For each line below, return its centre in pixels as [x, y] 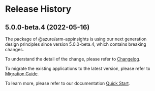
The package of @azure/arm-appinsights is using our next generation [76, 39]
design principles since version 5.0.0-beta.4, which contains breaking [76, 44]
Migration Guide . [22, 74]
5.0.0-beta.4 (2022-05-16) [47, 27]
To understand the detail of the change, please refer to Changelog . [73, 59]
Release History [38, 9]
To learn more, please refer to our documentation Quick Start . [68, 83]
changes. [15, 49]
